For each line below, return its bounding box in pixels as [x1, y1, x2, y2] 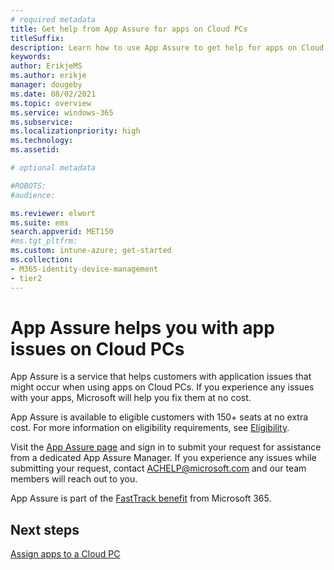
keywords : [10, 52, 52, 62]
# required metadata [10, 14, 97, 25]
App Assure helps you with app [10, 316, 275, 339]
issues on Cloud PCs [10, 337, 185, 360]
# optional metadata [10, 163, 97, 173]
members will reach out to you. [10, 473, 138, 485]
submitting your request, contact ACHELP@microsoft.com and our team [10, 462, 307, 475]
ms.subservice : [10, 117, 74, 127]
